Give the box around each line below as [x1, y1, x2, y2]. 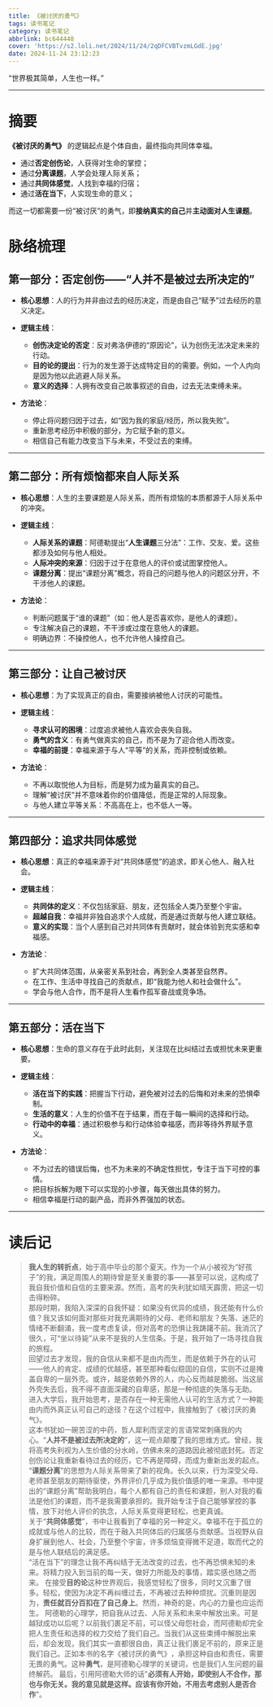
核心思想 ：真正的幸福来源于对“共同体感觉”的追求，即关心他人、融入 [19, 856, 248, 867]
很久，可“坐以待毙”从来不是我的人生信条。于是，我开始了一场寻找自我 [28, 1333, 263, 1343]
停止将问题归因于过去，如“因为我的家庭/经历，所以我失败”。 [32, 415, 234, 425]
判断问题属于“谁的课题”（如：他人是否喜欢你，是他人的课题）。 [32, 612, 242, 623]
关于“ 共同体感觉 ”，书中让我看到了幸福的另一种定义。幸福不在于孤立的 [28, 1517, 263, 1526]
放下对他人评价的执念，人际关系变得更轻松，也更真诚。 [42, 1507, 228, 1517]
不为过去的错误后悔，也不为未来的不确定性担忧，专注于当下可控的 [32, 1164, 253, 1174]
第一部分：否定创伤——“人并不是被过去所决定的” [8, 272, 255, 286]
